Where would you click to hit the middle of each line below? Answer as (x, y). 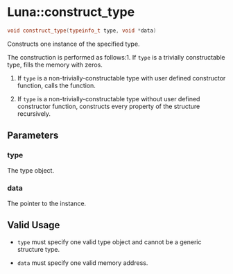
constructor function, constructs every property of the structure (109, 106)
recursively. (34, 113)
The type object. (31, 170)
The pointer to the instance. (47, 203)
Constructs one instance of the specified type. (74, 44)
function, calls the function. (56, 85)
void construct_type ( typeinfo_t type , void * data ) (82, 31)
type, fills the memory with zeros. (55, 65)
